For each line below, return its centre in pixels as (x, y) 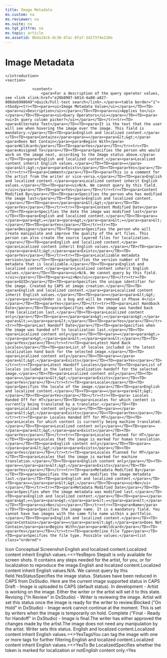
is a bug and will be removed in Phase (98, 299)
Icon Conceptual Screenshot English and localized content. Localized (76, 549)
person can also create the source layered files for (62, 238)
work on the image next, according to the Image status (64, 155)
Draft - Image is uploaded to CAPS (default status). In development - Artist (82, 586)
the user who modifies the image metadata (106, 474)
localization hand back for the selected (49, 352)
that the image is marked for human (95, 439)
